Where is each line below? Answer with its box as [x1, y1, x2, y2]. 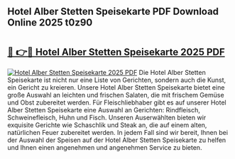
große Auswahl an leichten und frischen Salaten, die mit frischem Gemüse [7, 91, 225, 99]
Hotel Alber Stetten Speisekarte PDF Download [7, 6, 219, 18]
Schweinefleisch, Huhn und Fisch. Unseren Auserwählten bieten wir [7, 113, 207, 122]
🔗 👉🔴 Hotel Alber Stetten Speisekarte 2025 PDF [7, 46, 225, 58]
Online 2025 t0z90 [7, 17, 93, 29]
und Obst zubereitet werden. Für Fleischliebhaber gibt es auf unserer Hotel [7, 98, 226, 107]
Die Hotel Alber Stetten [138, 69, 206, 76]
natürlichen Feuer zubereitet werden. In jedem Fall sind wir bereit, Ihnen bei [7, 129, 229, 136]
